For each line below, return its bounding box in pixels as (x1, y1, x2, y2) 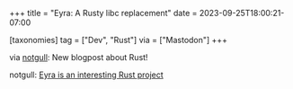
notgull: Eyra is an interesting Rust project (9, 69, 164, 80)
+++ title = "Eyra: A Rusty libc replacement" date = (9, 8, 198, 18)
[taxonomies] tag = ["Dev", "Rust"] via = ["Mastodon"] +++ (9, 35, 227, 45)
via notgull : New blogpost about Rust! (9, 52, 148, 62)
